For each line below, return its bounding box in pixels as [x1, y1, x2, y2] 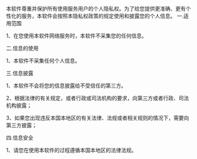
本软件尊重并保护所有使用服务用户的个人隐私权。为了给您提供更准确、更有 [6, 5, 186, 12]
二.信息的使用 [6, 45, 39, 52]
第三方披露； [6, 122, 37, 128]
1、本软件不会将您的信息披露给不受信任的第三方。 [6, 82, 127, 89]
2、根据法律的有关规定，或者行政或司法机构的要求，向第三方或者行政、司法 [6, 94, 189, 102]
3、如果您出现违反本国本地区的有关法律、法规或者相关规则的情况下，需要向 [6, 114, 189, 121]
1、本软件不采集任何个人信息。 [6, 57, 80, 64]
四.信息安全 [6, 134, 34, 141]
